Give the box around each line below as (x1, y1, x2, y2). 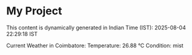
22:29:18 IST (6, 30, 38, 37)
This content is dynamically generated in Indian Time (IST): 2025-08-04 (6, 24, 186, 31)
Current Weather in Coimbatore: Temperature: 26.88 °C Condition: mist (6, 42, 184, 49)
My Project (6, 4, 62, 18)
